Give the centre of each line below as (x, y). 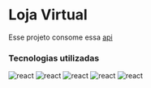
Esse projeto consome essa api (61, 37)
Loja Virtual (48, 15)
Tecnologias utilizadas (54, 58)
